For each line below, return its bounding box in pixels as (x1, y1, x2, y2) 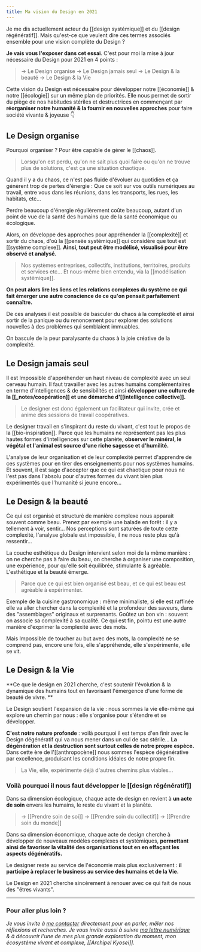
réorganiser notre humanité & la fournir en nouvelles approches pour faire (6, 104, 193, 111)
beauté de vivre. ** (6, 694, 53, 701)
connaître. (6, 299, 33, 306)
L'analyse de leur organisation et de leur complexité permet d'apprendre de (6, 454, 193, 461)
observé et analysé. (6, 250, 57, 257)
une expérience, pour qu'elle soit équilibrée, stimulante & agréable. (6, 562, 172, 569)
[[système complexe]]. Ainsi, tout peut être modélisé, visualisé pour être (6, 244, 188, 251)
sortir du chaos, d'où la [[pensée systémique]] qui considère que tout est (6, 238, 187, 245)
